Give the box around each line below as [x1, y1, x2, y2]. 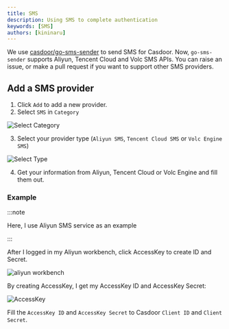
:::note [7, 208, 25, 217]
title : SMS [7, 10, 38, 17]
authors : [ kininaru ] [7, 29, 67, 36]
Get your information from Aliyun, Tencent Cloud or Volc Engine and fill [16, 169, 218, 177]
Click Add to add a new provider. [16, 101, 108, 109]
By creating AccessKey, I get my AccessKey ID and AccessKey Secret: [7, 282, 207, 290]
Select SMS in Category [16, 108, 80, 117]
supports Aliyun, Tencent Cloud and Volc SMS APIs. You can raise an [27, 56, 223, 64]
